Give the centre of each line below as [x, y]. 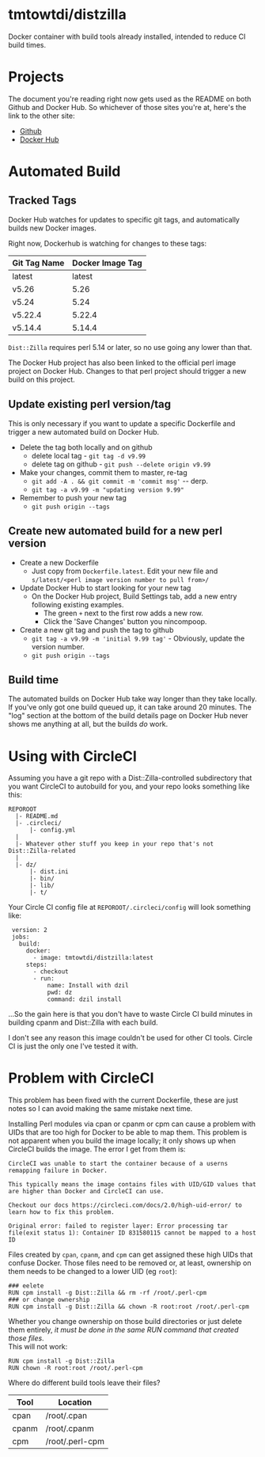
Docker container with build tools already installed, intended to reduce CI [127, 36]
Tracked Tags [42, 201]
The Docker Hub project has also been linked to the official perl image [122, 363]
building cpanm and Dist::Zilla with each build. [83, 1022]
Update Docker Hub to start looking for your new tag [105, 588]
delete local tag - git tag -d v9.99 [89, 455]
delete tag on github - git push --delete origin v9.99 [121, 464]
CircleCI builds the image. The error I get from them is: [97, 1149]
